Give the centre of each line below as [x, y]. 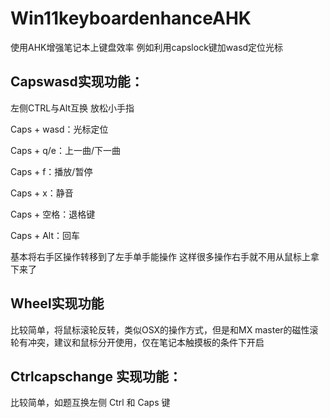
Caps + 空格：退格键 [53, 214]
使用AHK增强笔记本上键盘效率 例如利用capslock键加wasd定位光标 [147, 47]
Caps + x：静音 [42, 193]
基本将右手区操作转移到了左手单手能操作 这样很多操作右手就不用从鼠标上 [160, 256]
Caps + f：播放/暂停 [51, 171]
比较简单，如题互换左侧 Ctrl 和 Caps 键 [90, 403]
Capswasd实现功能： [77, 82]
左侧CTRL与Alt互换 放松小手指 [72, 108]
